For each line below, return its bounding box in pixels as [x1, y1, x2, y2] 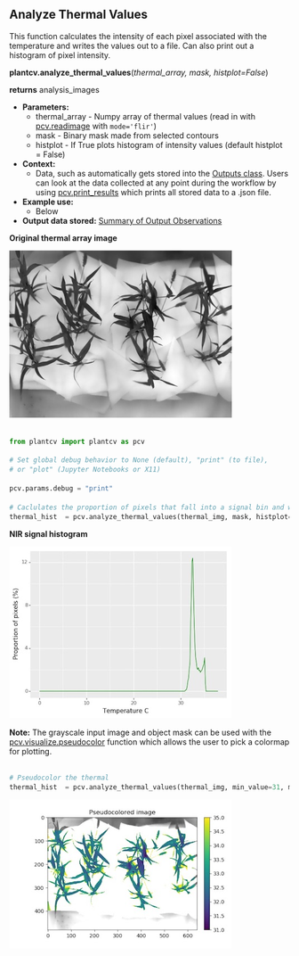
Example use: [21, 196, 74, 207]
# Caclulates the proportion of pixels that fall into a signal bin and [9, 503, 285, 512]
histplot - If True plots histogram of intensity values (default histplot [35, 139, 283, 150]
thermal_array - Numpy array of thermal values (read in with [35, 111, 256, 121]
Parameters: [21, 102, 69, 112]
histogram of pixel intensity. [9, 49, 111, 61]
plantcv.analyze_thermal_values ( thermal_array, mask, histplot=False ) [9, 67, 269, 78]
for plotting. [9, 746, 53, 756]
